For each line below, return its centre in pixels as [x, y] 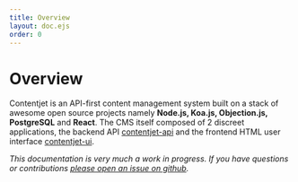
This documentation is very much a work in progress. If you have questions [149, 159]
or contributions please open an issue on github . [99, 169]
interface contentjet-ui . [52, 142]
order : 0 [26, 34]
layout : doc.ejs [39, 26]
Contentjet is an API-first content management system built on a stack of [144, 103]
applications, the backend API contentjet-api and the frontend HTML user [145, 132]
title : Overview [39, 17]
